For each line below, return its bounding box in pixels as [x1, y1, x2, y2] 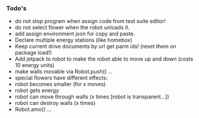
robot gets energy [14, 87, 60, 94]
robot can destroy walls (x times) [14, 100, 96, 107]
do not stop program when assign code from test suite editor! [14, 18, 166, 25]
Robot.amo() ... [14, 106, 52, 113]
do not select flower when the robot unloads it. [14, 24, 130, 31]
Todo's [6, 4, 27, 12]
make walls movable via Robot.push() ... [14, 68, 113, 75]
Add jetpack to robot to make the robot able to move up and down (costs [14, 55, 194, 63]
